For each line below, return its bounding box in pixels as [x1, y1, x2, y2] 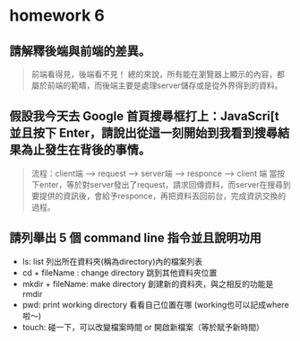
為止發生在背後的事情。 [21, 143, 150, 158]
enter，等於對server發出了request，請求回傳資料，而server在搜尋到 [39, 179, 291, 189]
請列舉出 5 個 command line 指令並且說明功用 [9, 231, 261, 246]
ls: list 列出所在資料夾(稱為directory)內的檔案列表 [21, 256, 203, 267]
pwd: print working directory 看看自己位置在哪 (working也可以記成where [21, 299, 289, 310]
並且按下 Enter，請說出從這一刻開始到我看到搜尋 [9, 126, 279, 141]
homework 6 [9, 5, 105, 26]
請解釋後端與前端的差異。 [9, 43, 150, 58]
